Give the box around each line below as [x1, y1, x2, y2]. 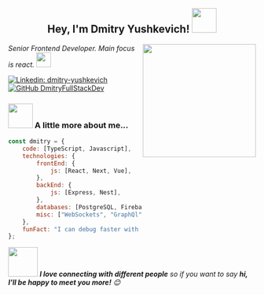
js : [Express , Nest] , [49, 189, 122, 197]
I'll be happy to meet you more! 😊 [8, 278, 121, 287]
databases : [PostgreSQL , [36, 203, 118, 211]
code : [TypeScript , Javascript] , [22, 145, 132, 153]
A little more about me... [34, 120, 129, 131]
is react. [8, 60, 35, 69]
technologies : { [22, 152, 76, 160]
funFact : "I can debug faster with [22, 225, 139, 233]
